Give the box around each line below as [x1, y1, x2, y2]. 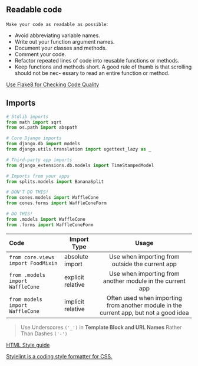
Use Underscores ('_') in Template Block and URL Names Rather [20, 323, 182, 331]
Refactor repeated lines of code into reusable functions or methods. [14, 57, 180, 64]
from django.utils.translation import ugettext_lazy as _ [6, 146, 151, 152]
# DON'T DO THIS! [6, 189, 49, 195]
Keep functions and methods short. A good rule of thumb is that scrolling [14, 63, 192, 70]
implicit [64, 298, 84, 306]
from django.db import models [6, 141, 81, 147]
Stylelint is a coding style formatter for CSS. [6, 352, 113, 360]
